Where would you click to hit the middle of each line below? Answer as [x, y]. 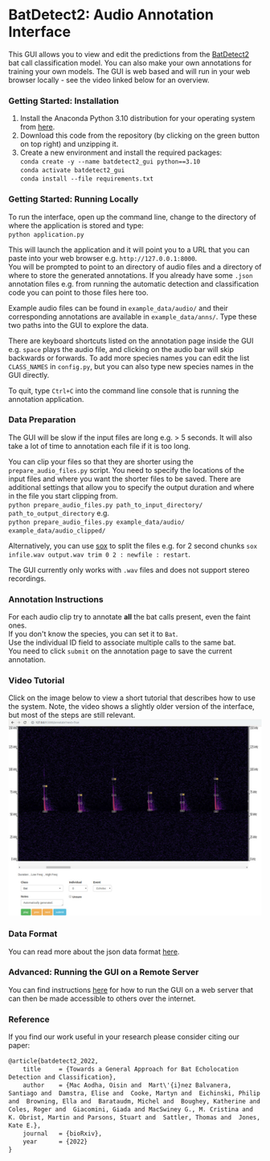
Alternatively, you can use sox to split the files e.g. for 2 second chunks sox [133, 545]
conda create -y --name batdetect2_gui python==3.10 [110, 162]
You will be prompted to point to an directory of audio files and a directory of [135, 267]
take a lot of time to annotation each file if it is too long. [100, 446]
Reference [29, 1019]
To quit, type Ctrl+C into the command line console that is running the [124, 390]
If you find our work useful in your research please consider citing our [124, 1037]
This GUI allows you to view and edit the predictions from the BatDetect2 [129, 54]
